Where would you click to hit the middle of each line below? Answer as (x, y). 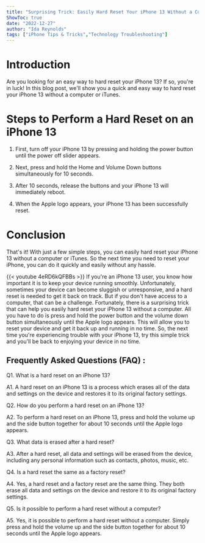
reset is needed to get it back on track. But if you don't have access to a (97, 296)
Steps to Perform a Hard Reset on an (100, 119)
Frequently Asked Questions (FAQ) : (76, 360)
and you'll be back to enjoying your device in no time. (74, 341)
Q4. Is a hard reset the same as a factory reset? (66, 472)
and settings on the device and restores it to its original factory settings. (97, 393)
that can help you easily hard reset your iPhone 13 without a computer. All (99, 309)
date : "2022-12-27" (31, 23)
